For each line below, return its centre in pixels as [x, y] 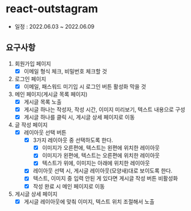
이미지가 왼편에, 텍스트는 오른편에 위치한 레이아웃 [101, 155]
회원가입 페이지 [33, 64]
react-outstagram [52, 9]
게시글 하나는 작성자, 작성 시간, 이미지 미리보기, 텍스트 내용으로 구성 [104, 109]
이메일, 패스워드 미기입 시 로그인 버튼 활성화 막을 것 [85, 86]
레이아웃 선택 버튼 [45, 133]
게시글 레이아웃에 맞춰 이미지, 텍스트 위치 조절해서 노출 [89, 201]
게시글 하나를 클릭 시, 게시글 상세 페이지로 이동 [79, 117]
